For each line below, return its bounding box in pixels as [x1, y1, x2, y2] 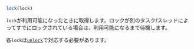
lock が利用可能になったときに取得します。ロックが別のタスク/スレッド [6, 16, 179, 23]
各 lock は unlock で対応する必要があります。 [6, 36, 110, 43]
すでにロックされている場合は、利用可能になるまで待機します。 [16, 24, 171, 31]
